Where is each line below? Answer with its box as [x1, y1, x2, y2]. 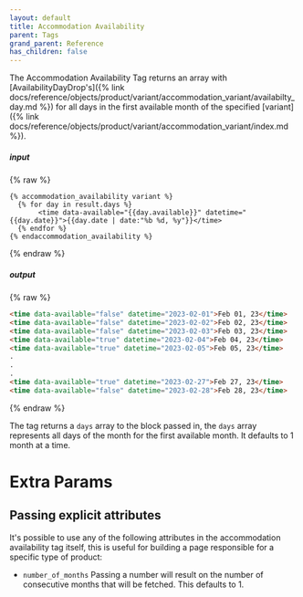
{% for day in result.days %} [17, 200, 132, 210]
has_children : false [9, 47, 89, 57]
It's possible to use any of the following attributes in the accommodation [9, 531, 281, 543]
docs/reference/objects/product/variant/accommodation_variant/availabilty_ [9, 92, 295, 103]
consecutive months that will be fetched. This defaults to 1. [22, 579, 245, 590]
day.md [9, 101, 38, 112]
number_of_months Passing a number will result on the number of [22, 569, 265, 580]
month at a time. [9, 439, 71, 450]
